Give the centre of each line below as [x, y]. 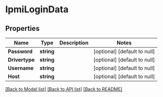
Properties [22, 28]
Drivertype [21, 60]
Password [20, 51]
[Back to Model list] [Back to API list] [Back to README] [64, 89]
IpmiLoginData [37, 9]
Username [21, 68]
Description [74, 43]
